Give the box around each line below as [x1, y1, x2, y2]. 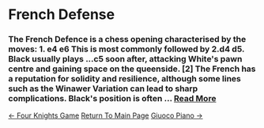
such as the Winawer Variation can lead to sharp [8, 83, 198, 94]
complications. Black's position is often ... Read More [8, 93, 217, 104]
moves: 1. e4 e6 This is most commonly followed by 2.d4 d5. [8, 43, 245, 55]
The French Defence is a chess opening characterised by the [8, 34, 247, 45]
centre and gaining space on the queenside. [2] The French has [8, 63, 256, 74]
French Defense [8, 6, 115, 24]
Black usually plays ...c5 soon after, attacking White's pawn [8, 54, 243, 65]
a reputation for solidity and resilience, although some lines [8, 73, 241, 85]
